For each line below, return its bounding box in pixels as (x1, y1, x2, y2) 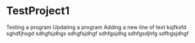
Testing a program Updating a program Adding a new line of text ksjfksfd (6, 24, 187, 31)
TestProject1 (6, 4, 70, 18)
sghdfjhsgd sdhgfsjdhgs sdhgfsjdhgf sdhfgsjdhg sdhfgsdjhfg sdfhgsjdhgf (6, 29, 189, 37)
